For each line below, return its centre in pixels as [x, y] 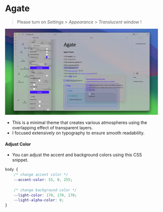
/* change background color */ [45, 190]
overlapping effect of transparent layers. [52, 127]
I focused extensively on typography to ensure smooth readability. [78, 133]
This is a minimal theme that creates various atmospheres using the [80, 123]
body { [12, 170]
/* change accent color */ [41, 175]
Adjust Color [18, 144]
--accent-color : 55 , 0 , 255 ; [43, 180]
